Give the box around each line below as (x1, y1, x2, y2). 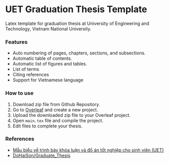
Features (5, 38, 28, 45)
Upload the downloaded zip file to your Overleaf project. (12, 112, 131, 118)
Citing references (12, 72, 49, 78)
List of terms (12, 66, 40, 72)
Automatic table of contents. (12, 55, 73, 61)
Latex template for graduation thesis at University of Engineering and (5, 20, 150, 26)
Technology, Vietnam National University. (5, 25, 92, 31)
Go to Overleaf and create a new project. (12, 107, 98, 113)
